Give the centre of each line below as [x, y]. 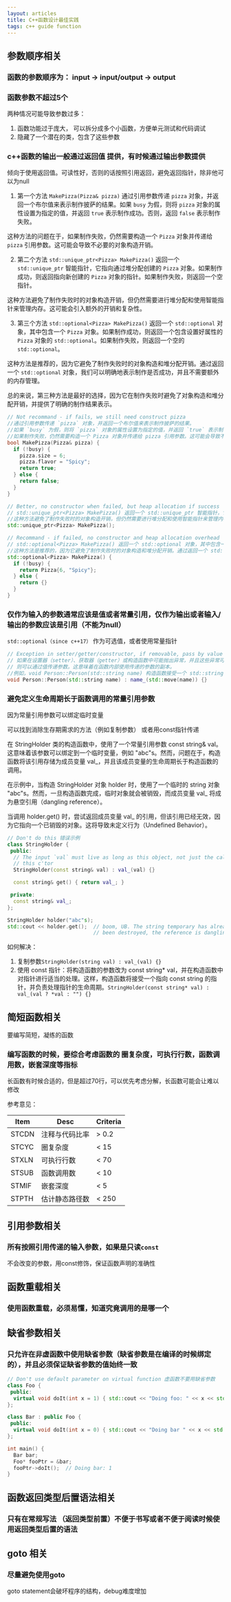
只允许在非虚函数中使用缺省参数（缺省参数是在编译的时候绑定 [109, 1354]
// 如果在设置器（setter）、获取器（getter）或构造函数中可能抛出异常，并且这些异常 [113, 661]
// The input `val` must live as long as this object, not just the [113, 857]
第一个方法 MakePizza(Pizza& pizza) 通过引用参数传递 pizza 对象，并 [115, 196]
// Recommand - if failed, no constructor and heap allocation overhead [113, 538]
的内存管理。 [25, 381]
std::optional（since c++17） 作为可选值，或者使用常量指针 [92, 641]
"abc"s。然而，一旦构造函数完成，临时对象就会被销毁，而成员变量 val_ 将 [111, 793]
